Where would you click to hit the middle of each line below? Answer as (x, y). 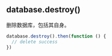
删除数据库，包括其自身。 (38, 25)
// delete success (35, 42)
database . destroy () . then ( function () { (56, 36)
